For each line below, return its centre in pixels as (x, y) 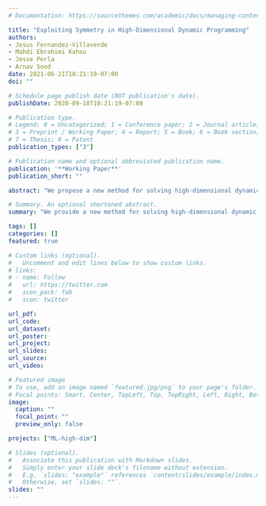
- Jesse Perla (32, 59)
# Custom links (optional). (55, 255)
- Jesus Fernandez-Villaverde (58, 44)
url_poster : (28, 336)
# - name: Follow (37, 278)
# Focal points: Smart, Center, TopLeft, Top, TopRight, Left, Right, (127, 395)
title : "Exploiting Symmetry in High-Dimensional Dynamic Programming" (129, 30)
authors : (23, 37)
